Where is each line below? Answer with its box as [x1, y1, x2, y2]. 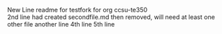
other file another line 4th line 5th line [7, 20, 115, 28]
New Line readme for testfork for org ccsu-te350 [7, 6, 148, 14]
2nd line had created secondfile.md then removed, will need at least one [7, 13, 215, 21]
